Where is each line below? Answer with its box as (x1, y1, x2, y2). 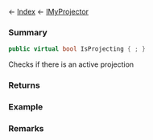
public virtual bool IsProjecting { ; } (8, 45, 147, 53)
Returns (8, 80, 40, 91)
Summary (8, 27, 48, 38)
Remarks (8, 122, 44, 134)
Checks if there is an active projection (8, 60, 134, 69)
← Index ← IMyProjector (8, 7, 89, 16)
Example (8, 101, 43, 113)
